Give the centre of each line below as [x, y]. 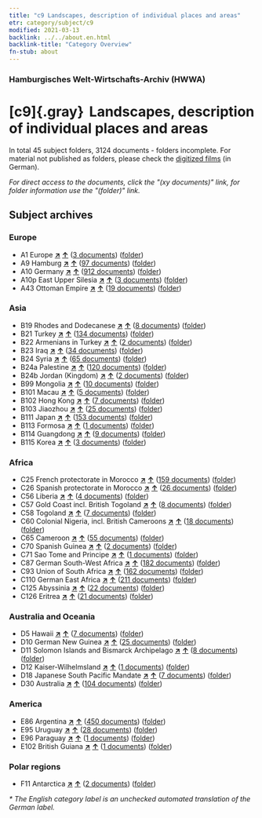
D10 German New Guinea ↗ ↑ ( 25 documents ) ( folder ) [108, 642]
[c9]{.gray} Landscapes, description [132, 112]
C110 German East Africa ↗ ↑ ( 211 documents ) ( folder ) [108, 580]
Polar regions [35, 766]
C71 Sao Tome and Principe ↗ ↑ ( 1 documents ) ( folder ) [109, 555]
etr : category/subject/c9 [51, 23]
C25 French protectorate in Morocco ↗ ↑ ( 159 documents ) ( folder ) [128, 480]
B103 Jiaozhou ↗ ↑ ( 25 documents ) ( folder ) [91, 408]
